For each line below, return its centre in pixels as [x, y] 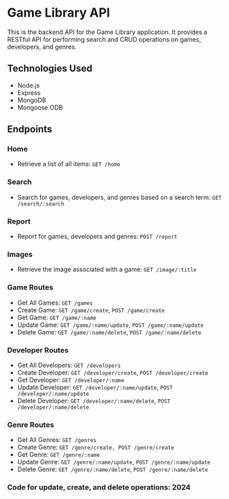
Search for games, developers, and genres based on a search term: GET [119, 197]
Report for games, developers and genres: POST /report [97, 237]
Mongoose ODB [40, 107]
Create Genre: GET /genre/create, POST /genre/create [96, 447]
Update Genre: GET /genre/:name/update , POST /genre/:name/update [114, 462]
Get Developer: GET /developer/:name [71, 380]
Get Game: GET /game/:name [57, 317]
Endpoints [30, 129]
